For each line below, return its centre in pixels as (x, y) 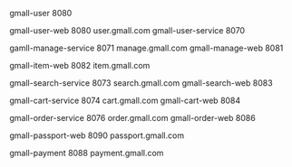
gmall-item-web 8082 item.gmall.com (80, 65)
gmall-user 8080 (41, 13)
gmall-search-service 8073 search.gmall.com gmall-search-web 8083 (141, 83)
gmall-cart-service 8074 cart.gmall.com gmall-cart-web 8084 (125, 100)
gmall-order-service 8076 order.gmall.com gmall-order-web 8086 (132, 118)
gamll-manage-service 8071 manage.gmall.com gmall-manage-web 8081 (146, 48)
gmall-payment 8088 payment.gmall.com (87, 153)
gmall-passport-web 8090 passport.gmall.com (97, 135)
